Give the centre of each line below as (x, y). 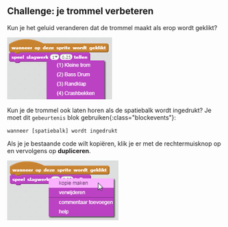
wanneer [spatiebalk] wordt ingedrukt (62, 131)
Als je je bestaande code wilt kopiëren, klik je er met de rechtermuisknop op (114, 144)
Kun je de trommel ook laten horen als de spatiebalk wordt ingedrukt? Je (110, 110)
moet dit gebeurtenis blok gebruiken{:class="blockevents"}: (92, 117)
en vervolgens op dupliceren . (49, 150)
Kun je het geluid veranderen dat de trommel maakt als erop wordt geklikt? (112, 27)
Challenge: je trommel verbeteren (80, 11)
